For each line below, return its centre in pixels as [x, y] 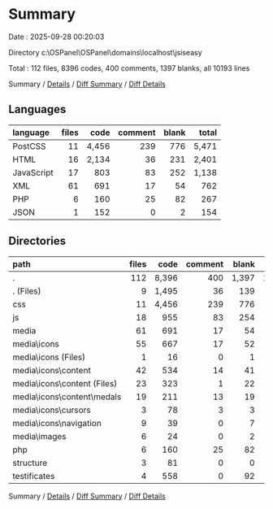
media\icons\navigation [57, 423]
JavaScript [33, 172]
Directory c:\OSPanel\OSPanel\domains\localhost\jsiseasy [106, 52]
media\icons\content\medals [67, 397]
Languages [37, 109]
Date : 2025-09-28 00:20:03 [56, 37]
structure [30, 463]
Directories [37, 241]
